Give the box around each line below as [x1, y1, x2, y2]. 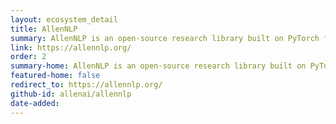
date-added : [10, 98, 60, 108]
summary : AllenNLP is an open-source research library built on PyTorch [10, 33, 320, 43]
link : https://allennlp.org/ [10, 42, 132, 53]
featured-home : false [10, 71, 101, 81]
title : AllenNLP [10, 24, 78, 34]
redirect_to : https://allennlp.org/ [10, 80, 163, 90]
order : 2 [10, 52, 47, 62]
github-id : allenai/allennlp [10, 89, 132, 99]
